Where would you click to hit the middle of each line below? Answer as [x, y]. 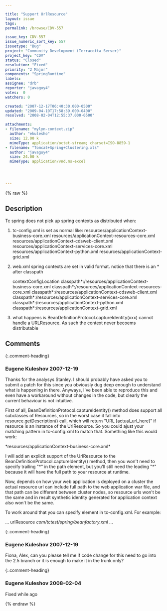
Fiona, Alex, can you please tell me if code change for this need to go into [81, 555]
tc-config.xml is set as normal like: [48, 230]
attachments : [19, 124]
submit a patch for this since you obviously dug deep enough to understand [83, 384]
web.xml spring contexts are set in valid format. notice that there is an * [86, 266]
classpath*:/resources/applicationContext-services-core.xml [75, 297]
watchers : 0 [17, 97]
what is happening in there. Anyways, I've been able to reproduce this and [82, 390]
